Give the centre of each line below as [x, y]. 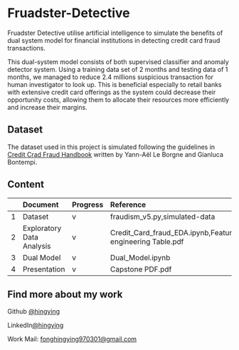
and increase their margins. [47, 107]
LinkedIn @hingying [36, 325]
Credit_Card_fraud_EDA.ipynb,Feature [173, 232]
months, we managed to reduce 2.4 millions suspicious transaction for [110, 77]
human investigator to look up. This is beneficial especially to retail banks [115, 84]
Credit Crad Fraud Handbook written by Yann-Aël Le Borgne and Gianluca [116, 154]
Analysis [37, 246]
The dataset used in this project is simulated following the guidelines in [111, 147]
